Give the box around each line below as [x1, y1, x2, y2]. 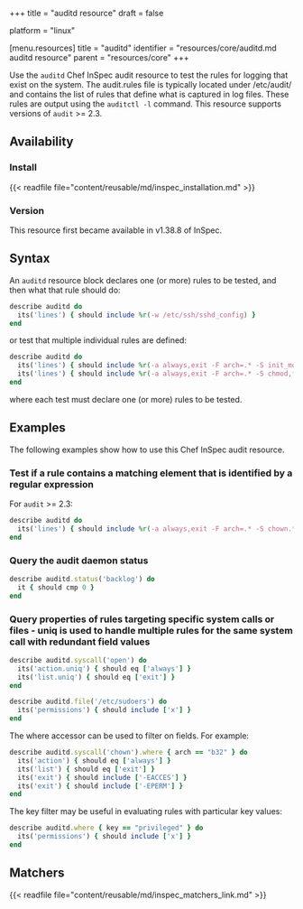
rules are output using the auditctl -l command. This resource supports [9, 98, 282, 109]
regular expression [9, 478, 95, 490]
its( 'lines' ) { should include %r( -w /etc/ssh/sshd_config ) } [17, 311, 256, 320]
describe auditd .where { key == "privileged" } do [9, 823, 204, 833]
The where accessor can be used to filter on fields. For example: [9, 730, 250, 741]
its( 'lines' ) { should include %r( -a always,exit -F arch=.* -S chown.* [17, 524, 297, 533]
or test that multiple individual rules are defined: [9, 335, 188, 346]
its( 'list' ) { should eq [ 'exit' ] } [17, 765, 155, 774]
